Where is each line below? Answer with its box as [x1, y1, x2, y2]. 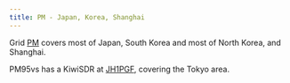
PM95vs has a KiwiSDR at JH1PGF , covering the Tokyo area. [9, 64, 230, 74]
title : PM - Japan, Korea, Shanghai [9, 12, 145, 22]
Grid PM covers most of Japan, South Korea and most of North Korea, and [9, 37, 282, 48]
